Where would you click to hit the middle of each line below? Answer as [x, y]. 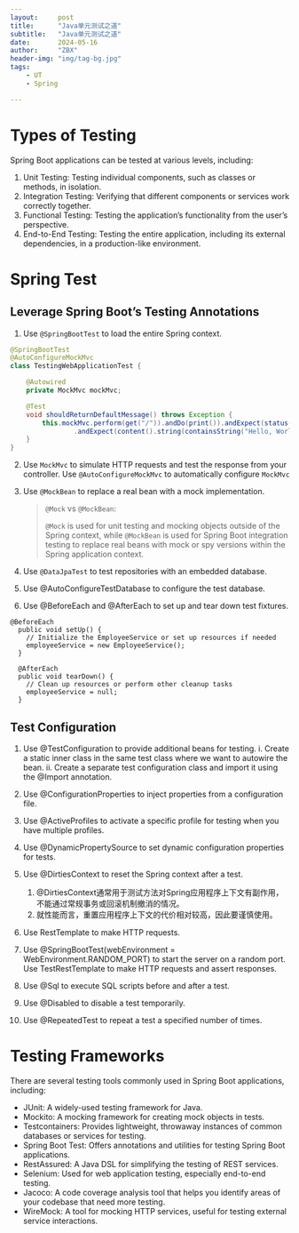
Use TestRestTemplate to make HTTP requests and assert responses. [150, 969]
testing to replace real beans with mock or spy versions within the [165, 545]
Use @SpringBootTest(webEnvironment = [99, 949]
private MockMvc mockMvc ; [74, 391]
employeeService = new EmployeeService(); [106, 645]
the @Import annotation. [67, 777]
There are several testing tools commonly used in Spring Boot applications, [147, 1080]
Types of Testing [73, 135]
